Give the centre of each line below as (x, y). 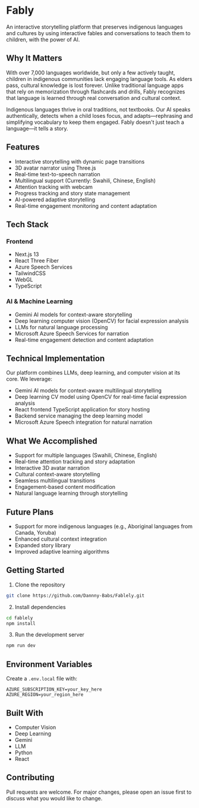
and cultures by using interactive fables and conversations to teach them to (99, 33)
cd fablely (20, 618)
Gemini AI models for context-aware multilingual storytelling (88, 391)
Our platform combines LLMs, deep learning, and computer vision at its (93, 373)
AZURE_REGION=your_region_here (45, 695)
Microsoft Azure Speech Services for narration (72, 333)
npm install (21, 623)
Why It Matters (34, 58)
